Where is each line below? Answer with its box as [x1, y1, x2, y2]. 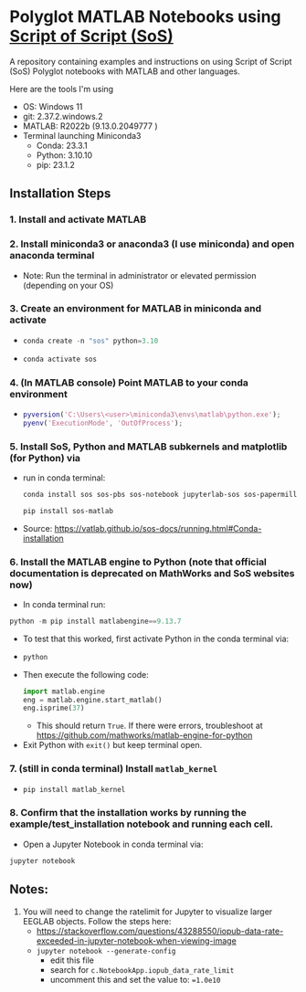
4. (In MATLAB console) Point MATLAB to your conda [9, 376, 249, 389]
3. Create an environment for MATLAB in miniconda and [9, 302, 262, 315]
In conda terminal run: [22, 598, 106, 609]
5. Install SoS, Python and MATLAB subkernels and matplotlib [9, 440, 288, 453]
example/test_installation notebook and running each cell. [9, 818, 274, 830]
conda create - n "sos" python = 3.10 [22, 336, 159, 345]
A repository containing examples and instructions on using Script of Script [9, 56, 292, 67]
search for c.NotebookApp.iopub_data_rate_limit [49, 964, 235, 975]
